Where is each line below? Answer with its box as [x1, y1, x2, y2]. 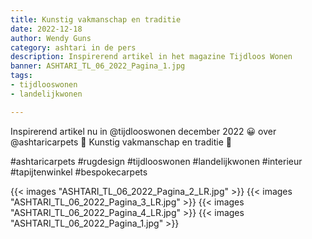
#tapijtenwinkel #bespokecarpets [10, 166, 148, 178]
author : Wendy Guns [10, 33, 92, 43]
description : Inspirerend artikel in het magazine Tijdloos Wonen [10, 52, 293, 62]
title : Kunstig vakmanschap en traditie [10, 14, 182, 25]
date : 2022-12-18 [10, 24, 83, 34]
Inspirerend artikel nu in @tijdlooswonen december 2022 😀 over [10, 125, 277, 137]
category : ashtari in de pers [10, 42, 137, 53]
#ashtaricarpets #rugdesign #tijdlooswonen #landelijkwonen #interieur [10, 155, 303, 167]
